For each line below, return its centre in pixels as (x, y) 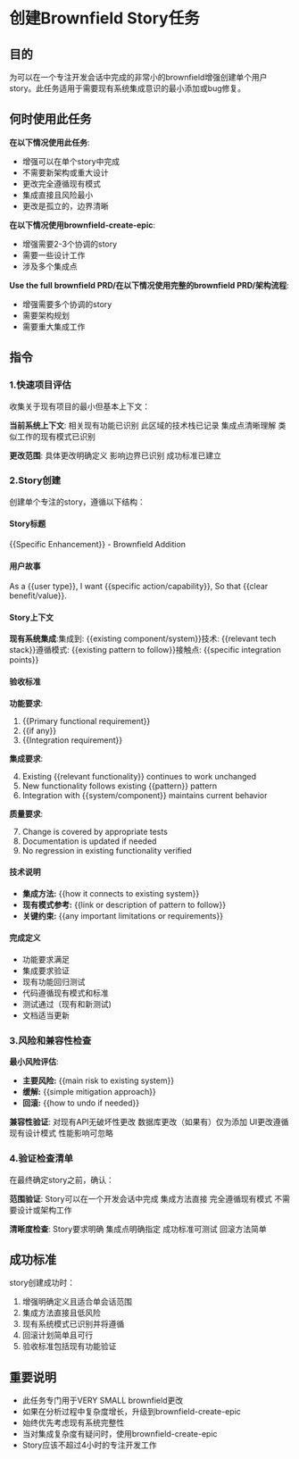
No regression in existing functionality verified (107, 850)
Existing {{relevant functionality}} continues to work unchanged (139, 776)
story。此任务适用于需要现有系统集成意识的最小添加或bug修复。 (128, 88)
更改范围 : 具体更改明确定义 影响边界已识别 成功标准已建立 (115, 455)
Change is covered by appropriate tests (95, 831)
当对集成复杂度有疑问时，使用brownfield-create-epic (120, 1434)
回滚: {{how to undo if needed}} (81, 1103)
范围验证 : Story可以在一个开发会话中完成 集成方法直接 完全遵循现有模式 (141, 1198)
